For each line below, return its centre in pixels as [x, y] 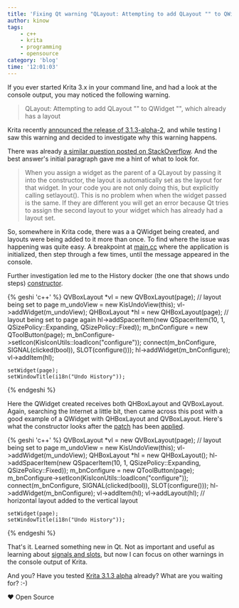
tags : [15, 27]
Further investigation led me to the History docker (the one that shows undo [118, 275]
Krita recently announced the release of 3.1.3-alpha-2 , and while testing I [114, 129]
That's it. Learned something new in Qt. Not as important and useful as [111, 546]
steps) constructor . [35, 283]
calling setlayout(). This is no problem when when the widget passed [126, 195]
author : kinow [28, 21]
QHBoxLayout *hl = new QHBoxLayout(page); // [159, 312]
